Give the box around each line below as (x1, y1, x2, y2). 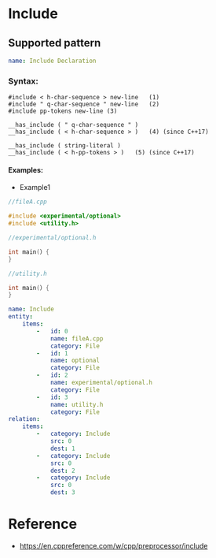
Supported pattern (8, 36, 101, 50)
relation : (8, 415, 41, 423)
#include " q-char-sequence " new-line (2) (8, 100, 159, 109)
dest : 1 (49, 445, 76, 452)
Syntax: (8, 76, 39, 87)
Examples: (8, 165, 43, 174)
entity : (8, 313, 34, 321)
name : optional (49, 356, 101, 365)
